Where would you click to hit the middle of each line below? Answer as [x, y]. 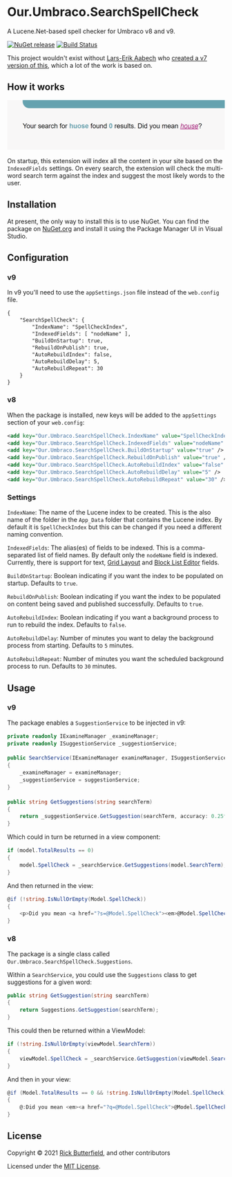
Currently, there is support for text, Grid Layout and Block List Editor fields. [113, 563]
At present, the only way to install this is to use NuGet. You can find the [108, 221]
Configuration [38, 258]
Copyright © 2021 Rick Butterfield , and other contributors [89, 1153]
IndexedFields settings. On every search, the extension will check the [106, 168]
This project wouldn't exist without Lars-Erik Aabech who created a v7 [107, 58]
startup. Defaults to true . [42, 583]
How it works [36, 87]
